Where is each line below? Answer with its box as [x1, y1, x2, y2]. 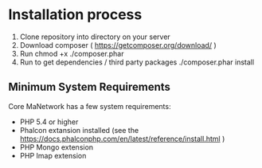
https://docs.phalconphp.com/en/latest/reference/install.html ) [19, 134, 225, 143]
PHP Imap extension [19, 150, 87, 160]
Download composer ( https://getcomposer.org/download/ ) [19, 40, 217, 49]
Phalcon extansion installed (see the [19, 125, 139, 135]
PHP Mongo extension [19, 142, 94, 152]
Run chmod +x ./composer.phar [19, 49, 124, 58]
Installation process [8, 6, 143, 24]
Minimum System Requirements [8, 80, 171, 94]
